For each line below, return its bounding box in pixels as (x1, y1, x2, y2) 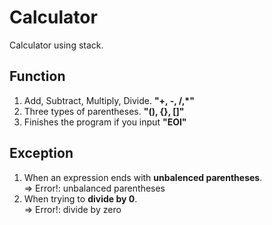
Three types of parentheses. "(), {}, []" (23, 105, 185, 117)
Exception (9, 145, 74, 162)
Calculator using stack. (9, 39, 104, 51)
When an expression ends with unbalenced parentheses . (23, 171, 263, 183)
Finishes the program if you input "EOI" (23, 116, 187, 128)
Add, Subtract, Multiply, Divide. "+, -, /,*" (23, 94, 195, 106)
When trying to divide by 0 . (23, 192, 138, 205)
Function (9, 68, 66, 85)
